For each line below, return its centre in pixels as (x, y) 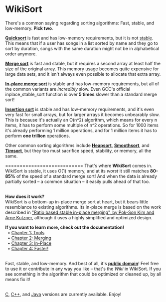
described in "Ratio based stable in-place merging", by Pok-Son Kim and (80, 212)
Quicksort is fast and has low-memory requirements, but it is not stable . (79, 38)
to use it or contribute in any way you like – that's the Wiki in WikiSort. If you (83, 269)
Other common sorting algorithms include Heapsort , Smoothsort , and (77, 145)
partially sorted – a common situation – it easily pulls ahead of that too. (78, 181)
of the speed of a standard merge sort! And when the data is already (86, 176)
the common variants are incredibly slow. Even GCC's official (68, 89)
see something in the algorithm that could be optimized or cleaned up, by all (83, 274)
